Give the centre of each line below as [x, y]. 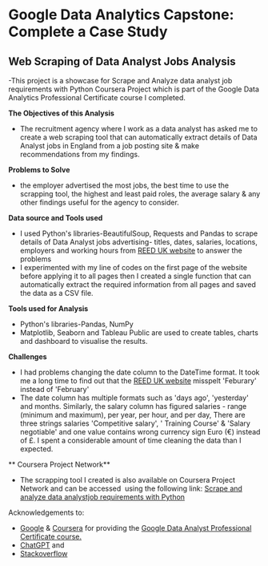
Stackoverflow [44, 554]
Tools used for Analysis [48, 309]
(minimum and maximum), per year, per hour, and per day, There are [132, 415]
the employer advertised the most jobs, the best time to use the [124, 185]
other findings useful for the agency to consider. [100, 202]
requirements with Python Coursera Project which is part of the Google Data [134, 89]
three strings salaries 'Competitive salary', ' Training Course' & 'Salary [135, 423]
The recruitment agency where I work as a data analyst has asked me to [139, 129]
